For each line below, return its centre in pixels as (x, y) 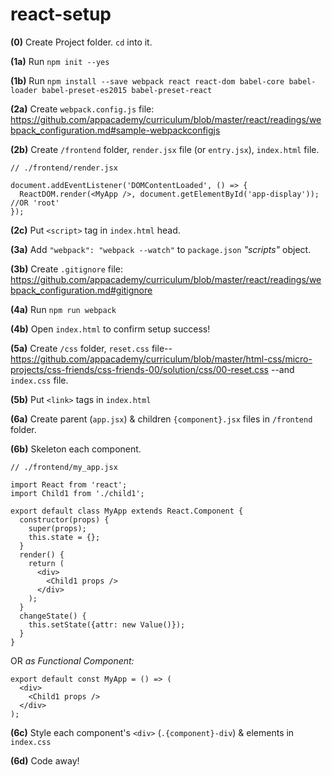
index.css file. (39, 380)
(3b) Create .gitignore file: (67, 269)
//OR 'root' (35, 203)
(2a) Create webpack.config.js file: (82, 109)
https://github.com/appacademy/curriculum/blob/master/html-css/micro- (161, 359)
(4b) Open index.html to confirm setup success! (110, 329)
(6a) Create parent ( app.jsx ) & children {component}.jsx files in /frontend (161, 419)
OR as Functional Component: (72, 660)
